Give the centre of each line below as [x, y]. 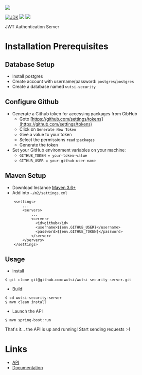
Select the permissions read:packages [57, 140]
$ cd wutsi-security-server [34, 298]
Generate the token [39, 145]
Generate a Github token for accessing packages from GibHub [75, 114]
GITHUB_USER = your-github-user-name [58, 161]
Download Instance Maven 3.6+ [44, 187]
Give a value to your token [45, 134]
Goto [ [26, 119]
